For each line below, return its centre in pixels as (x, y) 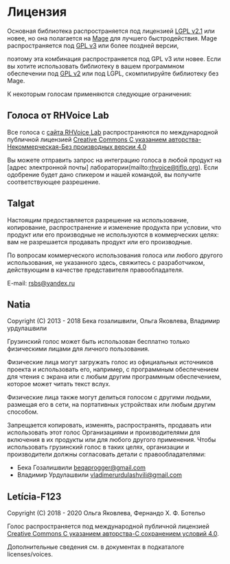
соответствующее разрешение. (54, 182)
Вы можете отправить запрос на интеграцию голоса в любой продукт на (114, 160)
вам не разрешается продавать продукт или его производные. (100, 242)
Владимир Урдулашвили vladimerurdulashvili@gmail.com (100, 475)
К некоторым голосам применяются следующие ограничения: (100, 94)
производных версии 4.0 (110, 146)
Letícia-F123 (34, 496)
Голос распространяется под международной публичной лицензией (108, 526)
